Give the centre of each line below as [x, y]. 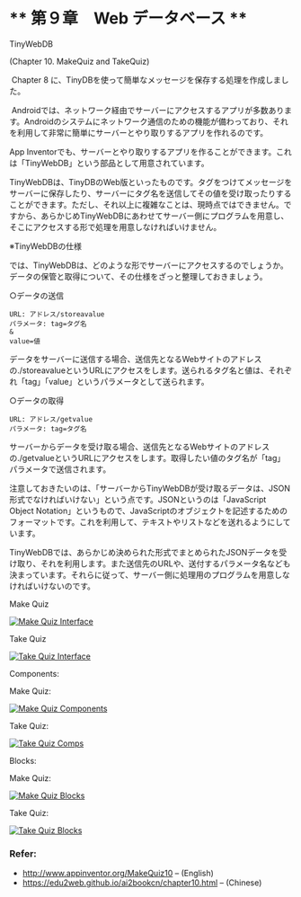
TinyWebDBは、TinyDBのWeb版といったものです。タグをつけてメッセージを [151, 182]
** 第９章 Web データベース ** [128, 18]
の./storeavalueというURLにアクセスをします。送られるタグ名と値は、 [139, 370]
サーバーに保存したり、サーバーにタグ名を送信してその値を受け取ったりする [150, 193]
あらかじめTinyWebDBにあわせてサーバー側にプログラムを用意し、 [164, 216]
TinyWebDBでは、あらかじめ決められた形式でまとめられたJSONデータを [144, 552]
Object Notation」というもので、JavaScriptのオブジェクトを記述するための [149, 511]
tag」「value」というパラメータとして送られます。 [117, 381]
